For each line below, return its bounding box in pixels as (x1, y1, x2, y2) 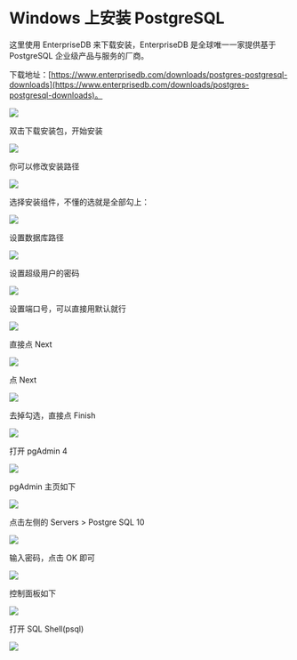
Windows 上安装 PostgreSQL (9, 8, 225, 28)
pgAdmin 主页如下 (9, 481, 76, 492)
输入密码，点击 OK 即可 (9, 552, 95, 563)
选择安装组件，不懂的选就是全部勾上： (9, 197, 149, 207)
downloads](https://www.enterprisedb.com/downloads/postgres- (9, 79, 250, 90)
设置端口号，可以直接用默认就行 (9, 303, 126, 314)
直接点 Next (9, 339, 52, 350)
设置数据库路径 (9, 232, 64, 243)
